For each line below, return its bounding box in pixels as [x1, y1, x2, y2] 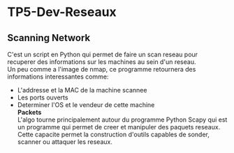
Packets [17, 108, 42, 116]
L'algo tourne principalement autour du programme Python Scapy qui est [17, 115, 228, 124]
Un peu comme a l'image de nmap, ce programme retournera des [7, 65, 196, 73]
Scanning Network [7, 32, 91, 44]
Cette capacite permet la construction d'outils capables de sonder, [17, 130, 210, 138]
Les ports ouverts [17, 93, 68, 102]
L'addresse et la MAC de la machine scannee [17, 86, 147, 94]
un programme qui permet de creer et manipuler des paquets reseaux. [17, 123, 221, 131]
